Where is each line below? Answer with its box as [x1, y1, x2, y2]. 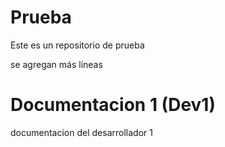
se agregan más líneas [10, 58, 103, 70]
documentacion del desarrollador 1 [10, 126, 153, 138]
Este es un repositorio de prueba [10, 39, 145, 51]
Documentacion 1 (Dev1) [10, 94, 216, 116]
